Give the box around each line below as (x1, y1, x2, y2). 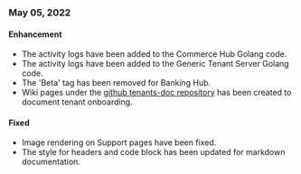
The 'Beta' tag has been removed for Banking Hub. (21, 78, 212, 88)
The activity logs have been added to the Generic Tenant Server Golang (21, 59, 290, 69)
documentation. (21, 156, 80, 168)
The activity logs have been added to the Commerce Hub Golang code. (21, 49, 287, 60)
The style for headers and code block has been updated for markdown (21, 147, 286, 158)
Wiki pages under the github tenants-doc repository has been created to (21, 87, 292, 98)
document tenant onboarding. (21, 96, 133, 107)
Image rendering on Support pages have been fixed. (21, 137, 217, 148)
